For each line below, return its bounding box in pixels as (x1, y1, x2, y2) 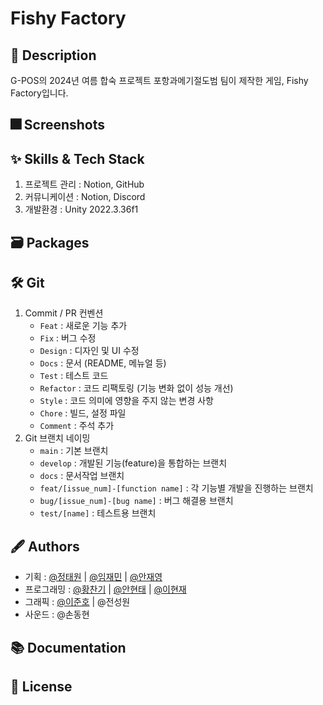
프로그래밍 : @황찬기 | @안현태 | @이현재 (24, 583, 187, 596)
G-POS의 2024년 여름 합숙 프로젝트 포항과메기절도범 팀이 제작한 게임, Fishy (10, 75, 309, 86)
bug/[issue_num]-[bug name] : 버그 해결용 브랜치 (39, 495, 234, 507)
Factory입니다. (10, 87, 69, 99)
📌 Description (10, 47, 97, 64)
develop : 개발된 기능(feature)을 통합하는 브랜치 (39, 457, 228, 469)
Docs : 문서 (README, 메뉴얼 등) (39, 357, 167, 369)
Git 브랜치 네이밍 (24, 432, 91, 444)
